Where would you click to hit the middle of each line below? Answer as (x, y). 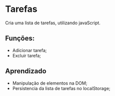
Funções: (20, 38)
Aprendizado (26, 71)
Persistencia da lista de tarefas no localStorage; (61, 88)
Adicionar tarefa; (30, 50)
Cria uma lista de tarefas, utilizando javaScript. (53, 23)
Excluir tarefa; (27, 55)
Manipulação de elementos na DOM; (50, 83)
